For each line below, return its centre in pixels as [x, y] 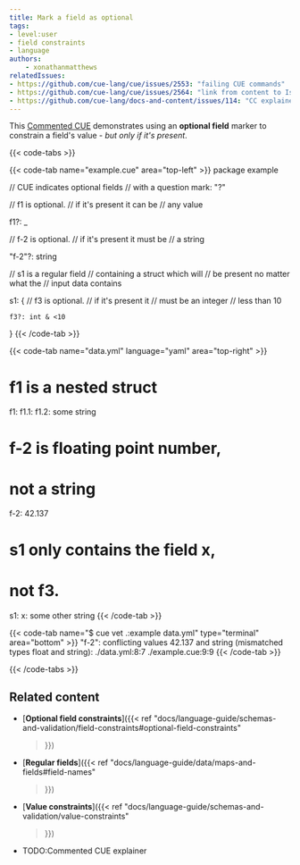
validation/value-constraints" [75, 816]
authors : [25, 59]
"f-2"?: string [33, 256]
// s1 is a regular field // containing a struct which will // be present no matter [150, 274]
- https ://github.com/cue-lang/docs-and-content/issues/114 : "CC [133, 101]
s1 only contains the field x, [112, 550]
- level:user [33, 34]
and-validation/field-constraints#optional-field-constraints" [131, 728]
